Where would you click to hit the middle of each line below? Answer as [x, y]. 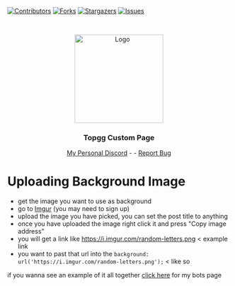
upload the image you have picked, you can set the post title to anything [123, 217]
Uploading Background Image [97, 182]
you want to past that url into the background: [83, 254]
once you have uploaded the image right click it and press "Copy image [122, 224]
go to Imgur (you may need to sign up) [73, 209]
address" [31, 231]
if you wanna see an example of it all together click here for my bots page [114, 275]
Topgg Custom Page [119, 137]
